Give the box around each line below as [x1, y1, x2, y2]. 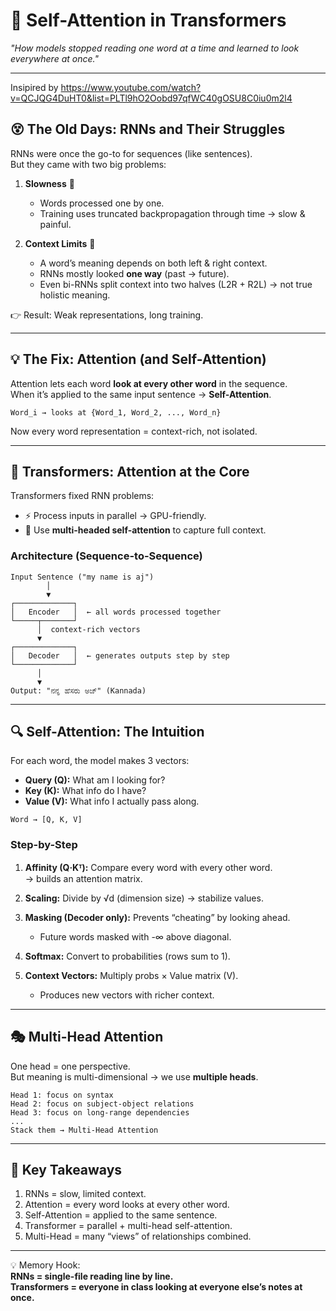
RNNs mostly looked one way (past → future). [39, 267, 230, 279]
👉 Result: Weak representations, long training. [10, 309, 204, 321]
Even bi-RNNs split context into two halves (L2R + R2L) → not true [39, 278, 313, 290]
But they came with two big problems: [10, 158, 167, 170]
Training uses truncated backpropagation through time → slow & [39, 207, 306, 219]
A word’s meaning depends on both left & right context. [39, 257, 268, 269]
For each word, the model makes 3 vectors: [10, 755, 190, 767]
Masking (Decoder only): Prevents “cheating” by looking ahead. [24, 911, 291, 923]
